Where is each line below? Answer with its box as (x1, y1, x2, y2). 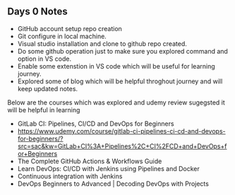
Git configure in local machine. (17, 32, 107, 40)
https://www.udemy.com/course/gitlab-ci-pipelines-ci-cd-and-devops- (17, 126, 226, 135)
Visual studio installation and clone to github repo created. (17, 39, 187, 48)
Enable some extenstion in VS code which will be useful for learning (17, 61, 215, 70)
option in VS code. (17, 54, 72, 63)
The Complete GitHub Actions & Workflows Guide (17, 157, 162, 165)
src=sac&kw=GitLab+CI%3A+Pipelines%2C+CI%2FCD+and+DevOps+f (17, 141, 227, 150)
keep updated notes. (17, 84, 78, 93)
